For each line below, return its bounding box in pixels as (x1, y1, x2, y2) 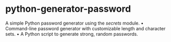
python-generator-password (5, 3, 131, 15)
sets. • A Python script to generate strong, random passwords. (5, 31, 138, 37)
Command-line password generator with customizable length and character (5, 25, 166, 31)
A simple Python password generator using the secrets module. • (5, 20, 144, 26)
